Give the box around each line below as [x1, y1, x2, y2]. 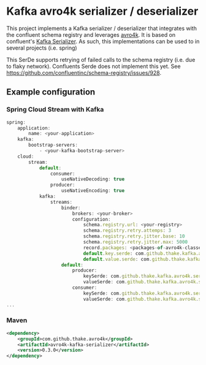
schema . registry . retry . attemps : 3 [83, 228, 172, 234]
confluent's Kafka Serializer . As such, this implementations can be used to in [6, 37, 200, 45]
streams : [50, 199, 72, 205]
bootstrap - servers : [28, 142, 78, 148]
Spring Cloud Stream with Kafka [6, 106, 104, 114]
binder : [61, 204, 81, 211]
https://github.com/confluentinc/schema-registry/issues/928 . [6, 69, 161, 76]
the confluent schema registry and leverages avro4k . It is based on [6, 31, 176, 38]
